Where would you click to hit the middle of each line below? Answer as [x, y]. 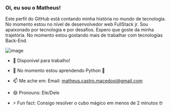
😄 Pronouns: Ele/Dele [36, 93]
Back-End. [16, 41]
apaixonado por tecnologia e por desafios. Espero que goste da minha [80, 30]
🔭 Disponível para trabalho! [41, 61]
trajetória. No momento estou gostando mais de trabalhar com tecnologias [84, 35]
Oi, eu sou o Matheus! [33, 8]
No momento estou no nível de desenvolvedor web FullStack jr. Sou [77, 24]
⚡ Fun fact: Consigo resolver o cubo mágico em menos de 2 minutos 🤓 [88, 103]
